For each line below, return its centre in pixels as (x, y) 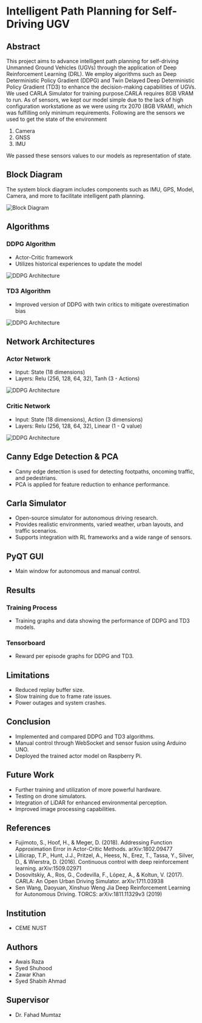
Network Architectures (51, 342)
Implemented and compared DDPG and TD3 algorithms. (85, 736)
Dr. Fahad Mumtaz (38, 1014)
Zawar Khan (30, 975)
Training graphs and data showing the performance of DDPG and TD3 (102, 620)
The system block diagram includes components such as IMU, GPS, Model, (100, 189)
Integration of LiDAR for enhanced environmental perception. (91, 802)
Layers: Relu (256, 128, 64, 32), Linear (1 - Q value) (79, 426)
